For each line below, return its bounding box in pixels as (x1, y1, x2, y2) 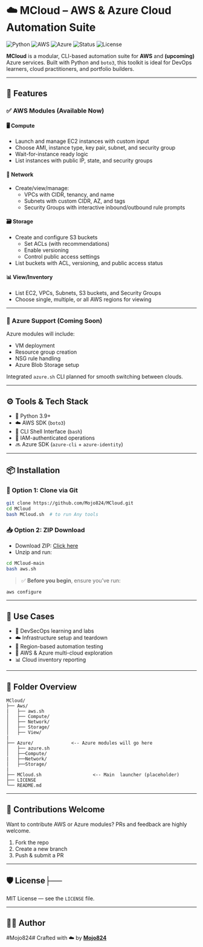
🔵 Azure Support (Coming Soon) (6, 316, 103, 325)
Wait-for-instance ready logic (14, 151, 89, 158)
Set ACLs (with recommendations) (24, 240, 110, 247)
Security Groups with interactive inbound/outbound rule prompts (24, 203, 185, 211)
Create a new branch (14, 845, 68, 853)
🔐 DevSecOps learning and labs (14, 627, 94, 635)
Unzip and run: (14, 548, 53, 556)
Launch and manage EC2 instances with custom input (14, 137, 149, 145)
